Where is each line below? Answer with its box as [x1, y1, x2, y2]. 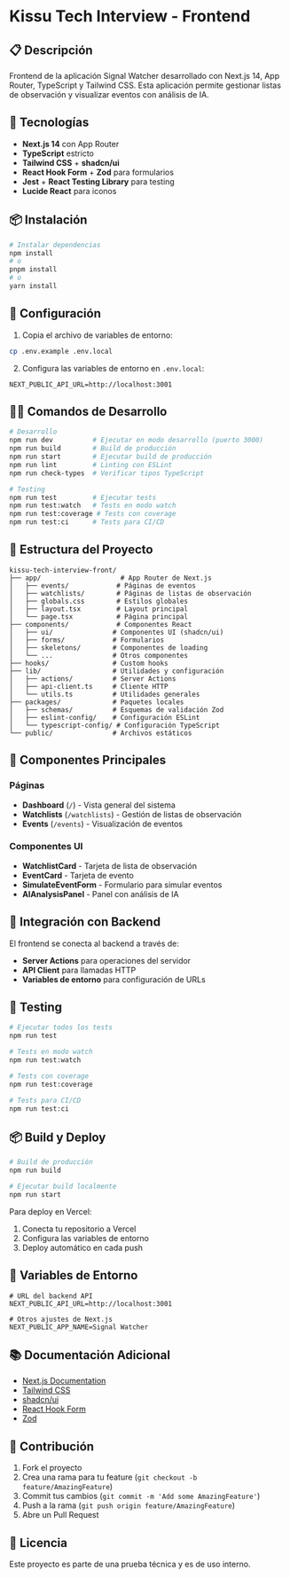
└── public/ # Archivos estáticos [9, 729, 192, 738]
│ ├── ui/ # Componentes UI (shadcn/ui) [9, 628, 224, 637]
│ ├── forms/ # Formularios [9, 636, 165, 644]
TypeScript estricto [21, 148, 95, 159]
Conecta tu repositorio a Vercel [21, 1223, 137, 1234]
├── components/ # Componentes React [9, 620, 192, 629]
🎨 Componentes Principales [9, 753, 167, 768]
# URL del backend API [9, 1292, 93, 1301]
